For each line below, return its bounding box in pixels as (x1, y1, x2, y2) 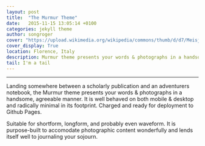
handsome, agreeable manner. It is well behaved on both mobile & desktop (6, 95, 194, 102)
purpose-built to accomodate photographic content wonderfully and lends (6, 126, 193, 134)
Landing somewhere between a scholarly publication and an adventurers (6, 82, 190, 89)
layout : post (6, 9, 40, 15)
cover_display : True (6, 43, 59, 49)
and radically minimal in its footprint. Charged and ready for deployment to (6, 102, 194, 109)
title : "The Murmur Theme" (6, 15, 78, 21)
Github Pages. (6, 108, 42, 116)
